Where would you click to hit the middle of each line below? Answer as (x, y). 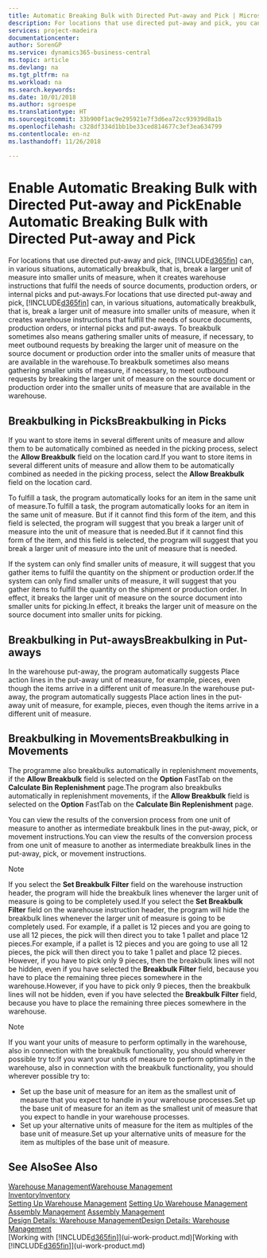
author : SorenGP (35, 45)
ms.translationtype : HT (48, 112)
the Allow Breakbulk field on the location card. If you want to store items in (130, 457)
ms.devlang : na (33, 68)
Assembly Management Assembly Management (87, 1212)
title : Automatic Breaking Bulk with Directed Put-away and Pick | (122, 16)
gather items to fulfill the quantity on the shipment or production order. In (128, 589)
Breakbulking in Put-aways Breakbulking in (116, 640)
